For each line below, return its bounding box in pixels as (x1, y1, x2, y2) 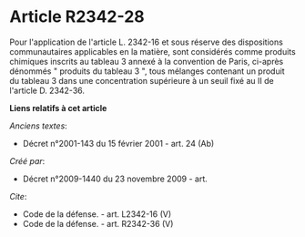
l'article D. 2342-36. (9, 85, 85, 96)
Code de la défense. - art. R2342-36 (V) (22, 218, 174, 229)
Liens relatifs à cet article (9, 102, 107, 113)
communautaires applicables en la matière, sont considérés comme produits (9, 46, 296, 57)
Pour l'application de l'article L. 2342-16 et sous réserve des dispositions (9, 36, 284, 47)
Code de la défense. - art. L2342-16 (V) (22, 208, 171, 220)
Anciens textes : (9, 120, 68, 131)
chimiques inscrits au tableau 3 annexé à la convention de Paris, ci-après (9, 56, 284, 67)
